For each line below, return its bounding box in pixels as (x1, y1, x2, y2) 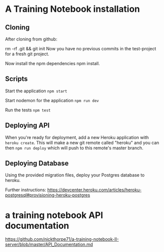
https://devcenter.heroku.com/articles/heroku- (47, 187, 142, 193)
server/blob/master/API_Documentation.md (5, 242, 93, 248)
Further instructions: (5, 187, 47, 193)
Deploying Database (5, 159, 69, 168)
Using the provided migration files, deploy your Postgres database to (5, 172, 145, 178)
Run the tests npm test (5, 107, 51, 113)
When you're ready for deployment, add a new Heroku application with (5, 134, 149, 140)
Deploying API (5, 121, 50, 130)
